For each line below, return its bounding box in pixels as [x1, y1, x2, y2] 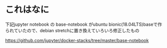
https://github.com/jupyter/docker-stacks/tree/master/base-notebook [5, 37, 149, 43]
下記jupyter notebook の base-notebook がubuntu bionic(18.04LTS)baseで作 [5, 21, 162, 27]
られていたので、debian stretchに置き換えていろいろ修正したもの [5, 27, 139, 33]
